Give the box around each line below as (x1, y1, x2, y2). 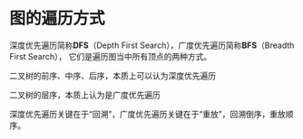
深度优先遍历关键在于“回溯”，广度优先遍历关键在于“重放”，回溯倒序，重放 (9, 108, 286, 119)
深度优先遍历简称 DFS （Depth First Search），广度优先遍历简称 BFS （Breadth (9, 40, 295, 51)
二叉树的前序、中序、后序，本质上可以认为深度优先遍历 (9, 69, 216, 81)
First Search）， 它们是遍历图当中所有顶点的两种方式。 (9, 51, 212, 61)
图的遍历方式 (9, 8, 106, 29)
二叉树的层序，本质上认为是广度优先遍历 (9, 89, 161, 100)
